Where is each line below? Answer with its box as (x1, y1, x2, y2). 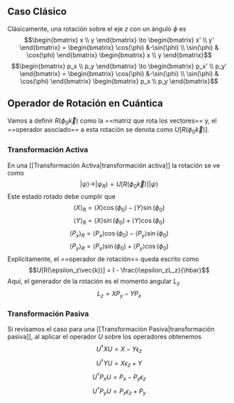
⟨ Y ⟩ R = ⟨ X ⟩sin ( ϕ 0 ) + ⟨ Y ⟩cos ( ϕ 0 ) (73, 216, 165, 226)
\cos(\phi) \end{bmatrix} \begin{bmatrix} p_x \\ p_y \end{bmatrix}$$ (20, 77, 218, 85)
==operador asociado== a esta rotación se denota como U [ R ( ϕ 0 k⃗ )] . (7, 126, 210, 136)
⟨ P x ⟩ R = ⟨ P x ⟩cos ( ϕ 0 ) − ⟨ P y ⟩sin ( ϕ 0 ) (69, 228, 169, 239)
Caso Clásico (7, 6, 67, 18)
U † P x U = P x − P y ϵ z (91, 372, 147, 382)
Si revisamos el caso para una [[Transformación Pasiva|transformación (7, 325, 215, 333)
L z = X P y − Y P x (96, 289, 142, 300)
